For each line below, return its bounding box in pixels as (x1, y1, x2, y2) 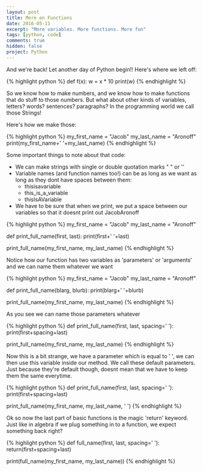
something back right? (6, 427, 63, 434)
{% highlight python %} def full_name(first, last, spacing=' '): (6, 439, 160, 446)
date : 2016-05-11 (6, 20, 51, 26)
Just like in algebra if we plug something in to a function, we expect (6, 421, 177, 428)
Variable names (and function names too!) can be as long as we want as (15, 169, 197, 177)
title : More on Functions (6, 15, 72, 21)
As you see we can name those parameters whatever (6, 310, 141, 318)
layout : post (6, 9, 40, 15)
